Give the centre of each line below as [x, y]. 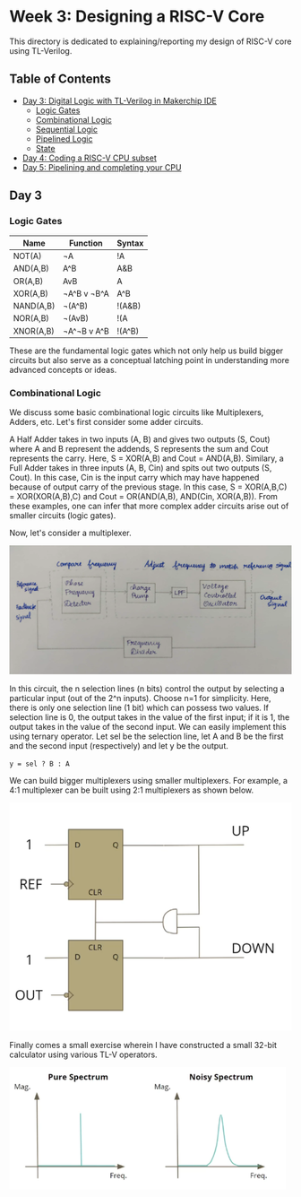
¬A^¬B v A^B [86, 331]
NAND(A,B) [34, 306]
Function [86, 243]
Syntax [130, 243]
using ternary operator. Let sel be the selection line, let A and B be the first [146, 736]
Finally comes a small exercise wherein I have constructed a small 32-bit [143, 1045]
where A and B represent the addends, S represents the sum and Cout [139, 449]
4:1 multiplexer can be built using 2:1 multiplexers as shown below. [132, 790]
